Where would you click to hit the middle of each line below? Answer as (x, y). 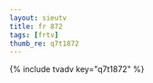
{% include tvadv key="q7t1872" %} (77, 69)
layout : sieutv (38, 18)
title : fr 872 (36, 26)
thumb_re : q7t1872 (44, 43)
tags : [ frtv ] (34, 35)
